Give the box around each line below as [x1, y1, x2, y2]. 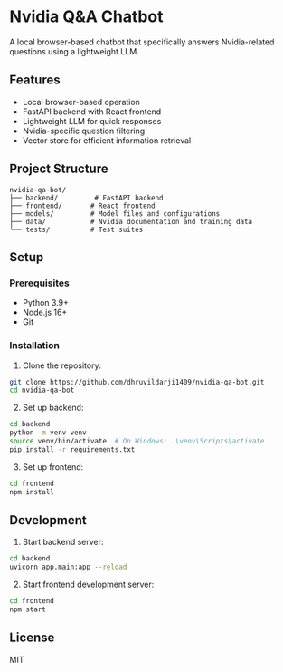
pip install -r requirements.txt [9, 444, 136, 454]
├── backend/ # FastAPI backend [9, 193, 165, 202]
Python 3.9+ [22, 297, 70, 308]
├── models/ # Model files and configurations [9, 209, 221, 219]
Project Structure [9, 161, 108, 177]
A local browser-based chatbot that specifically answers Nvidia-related [9, 36, 275, 47]
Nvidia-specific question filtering [22, 125, 146, 136]
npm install [9, 487, 54, 496]
